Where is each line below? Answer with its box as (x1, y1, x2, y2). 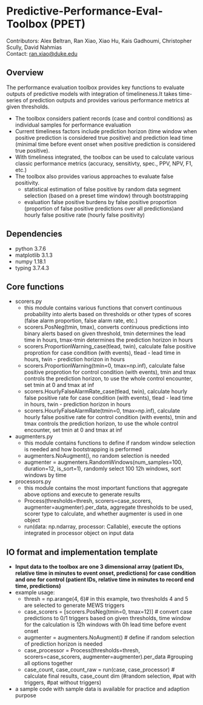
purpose (15, 692, 36, 699)
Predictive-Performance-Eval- (6, 4, 163, 18)
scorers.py (15, 298, 42, 305)
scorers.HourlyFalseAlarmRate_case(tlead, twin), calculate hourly (24, 388, 188, 395)
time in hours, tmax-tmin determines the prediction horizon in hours (24, 336, 193, 343)
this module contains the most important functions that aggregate (24, 485, 188, 492)
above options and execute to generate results (24, 491, 141, 498)
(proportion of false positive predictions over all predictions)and (24, 205, 184, 212)
